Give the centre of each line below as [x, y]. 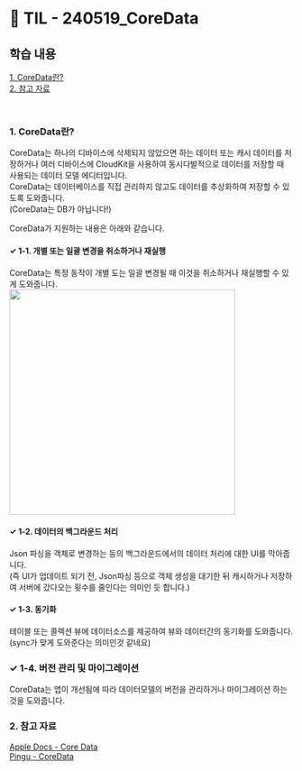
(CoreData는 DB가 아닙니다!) [60, 209]
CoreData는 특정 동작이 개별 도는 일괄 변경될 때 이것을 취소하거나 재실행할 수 [145, 272]
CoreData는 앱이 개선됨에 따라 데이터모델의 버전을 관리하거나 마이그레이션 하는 [149, 690]
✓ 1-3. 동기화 [33, 610]
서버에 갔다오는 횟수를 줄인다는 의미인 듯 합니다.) [105, 587]
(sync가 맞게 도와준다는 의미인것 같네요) [80, 642]
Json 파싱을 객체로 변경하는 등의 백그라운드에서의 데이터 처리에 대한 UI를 [138, 553]
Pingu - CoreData [42, 756]
